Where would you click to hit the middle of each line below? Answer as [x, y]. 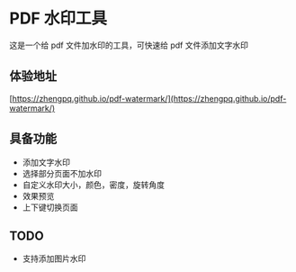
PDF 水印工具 [58, 18]
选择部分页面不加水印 [62, 173]
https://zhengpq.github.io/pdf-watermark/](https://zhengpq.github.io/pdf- [149, 98]
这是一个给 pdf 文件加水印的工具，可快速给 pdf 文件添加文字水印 [129, 45]
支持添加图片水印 [54, 258]
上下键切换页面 [50, 207]
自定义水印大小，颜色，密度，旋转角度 [93, 185]
